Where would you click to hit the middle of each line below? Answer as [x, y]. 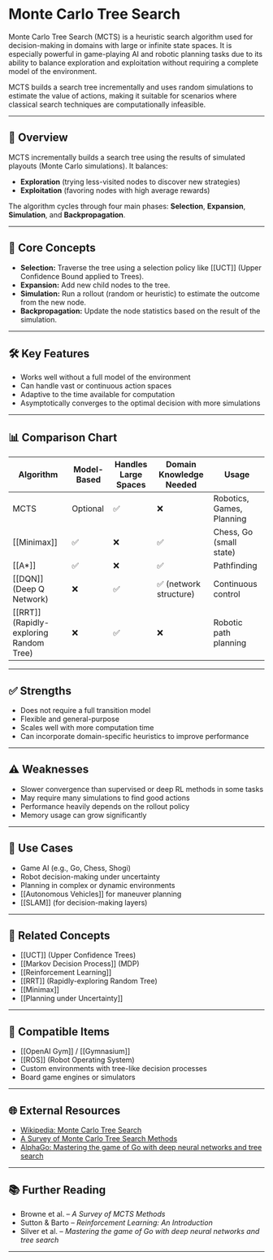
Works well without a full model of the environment [105, 377]
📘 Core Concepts [52, 248]
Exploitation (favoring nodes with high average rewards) [115, 190]
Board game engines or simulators [78, 1077]
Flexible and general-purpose [70, 719]
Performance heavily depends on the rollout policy [105, 806]
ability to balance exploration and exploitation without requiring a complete [133, 63]
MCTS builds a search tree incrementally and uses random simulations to [131, 87]
